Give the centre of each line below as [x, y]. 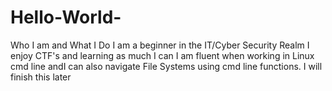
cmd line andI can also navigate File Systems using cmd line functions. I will [166, 66]
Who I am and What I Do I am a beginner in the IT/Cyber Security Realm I [160, 45]
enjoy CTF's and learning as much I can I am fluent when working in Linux [162, 55]
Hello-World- [66, 17]
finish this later [41, 77]
